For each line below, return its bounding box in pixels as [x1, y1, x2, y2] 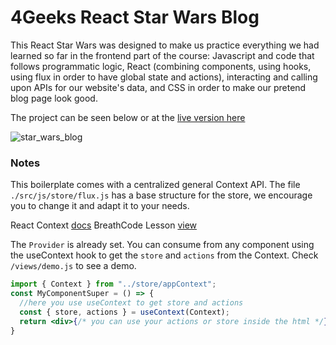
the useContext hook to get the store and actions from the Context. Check [10, 249, 319, 261]
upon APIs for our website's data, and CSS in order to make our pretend [10, 81, 307, 93]
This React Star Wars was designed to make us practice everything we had [10, 39, 320, 51]
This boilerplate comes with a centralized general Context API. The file [10, 179, 301, 191]
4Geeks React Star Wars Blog [10, 6, 260, 29]
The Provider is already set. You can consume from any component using [10, 239, 315, 251]
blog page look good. [10, 92, 98, 104]
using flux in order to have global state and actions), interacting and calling [10, 71, 318, 83]
